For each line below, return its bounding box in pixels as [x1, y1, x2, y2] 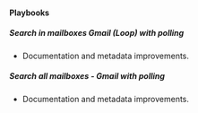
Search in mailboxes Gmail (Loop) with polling [9, 28, 185, 39]
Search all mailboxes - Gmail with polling [9, 71, 166, 82]
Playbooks [9, 7, 50, 18]
